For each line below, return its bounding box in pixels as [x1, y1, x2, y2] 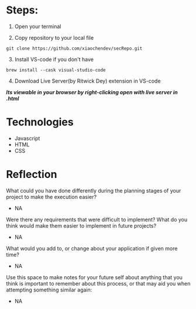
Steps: [6, 4, 39, 17]
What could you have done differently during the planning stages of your [6, 187, 181, 194]
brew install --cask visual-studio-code [6, 67, 106, 73]
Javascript [14, 135, 40, 142]
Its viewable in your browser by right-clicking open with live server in [6, 88, 178, 95]
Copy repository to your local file [14, 34, 94, 41]
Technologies [6, 115, 74, 129]
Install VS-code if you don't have [14, 56, 94, 63]
